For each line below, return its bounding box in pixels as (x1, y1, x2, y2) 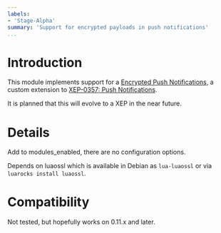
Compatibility (7, 194, 90, 210)
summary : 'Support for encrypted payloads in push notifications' (7, 24, 209, 31)
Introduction (7, 54, 83, 71)
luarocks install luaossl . (7, 169, 86, 178)
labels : (7, 10, 31, 18)
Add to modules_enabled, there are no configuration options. (7, 147, 186, 157)
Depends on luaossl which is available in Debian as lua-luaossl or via (7, 162, 212, 170)
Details (7, 124, 50, 140)
